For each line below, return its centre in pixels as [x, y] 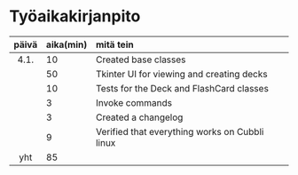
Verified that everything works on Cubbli [180, 131]
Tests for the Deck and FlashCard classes [182, 88]
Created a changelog [140, 117]
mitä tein [115, 44]
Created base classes [141, 60]
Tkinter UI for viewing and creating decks [182, 74]
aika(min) [67, 44]
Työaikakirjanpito [75, 16]
